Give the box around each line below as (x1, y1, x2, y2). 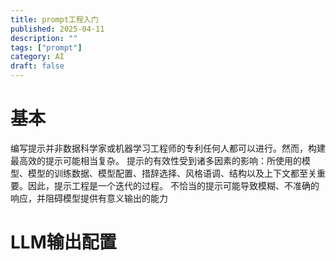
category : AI (10, 52, 65, 62)
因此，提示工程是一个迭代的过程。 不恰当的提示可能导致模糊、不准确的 (27, 179, 320, 191)
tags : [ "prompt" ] (10, 42, 83, 53)
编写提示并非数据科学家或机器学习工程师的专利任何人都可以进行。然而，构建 (10, 142, 326, 154)
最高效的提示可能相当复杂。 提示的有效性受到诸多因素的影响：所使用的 (10, 154, 302, 166)
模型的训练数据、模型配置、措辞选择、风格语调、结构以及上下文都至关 (27, 167, 317, 179)
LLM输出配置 (10, 231, 117, 254)
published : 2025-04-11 (10, 24, 105, 34)
